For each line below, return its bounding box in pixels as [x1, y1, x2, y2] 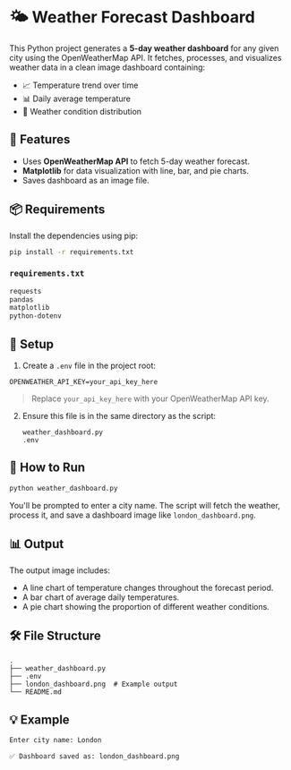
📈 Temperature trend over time [21, 80, 139, 90]
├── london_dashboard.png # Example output [9, 680, 178, 689]
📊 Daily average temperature [21, 93, 132, 104]
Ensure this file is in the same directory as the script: [21, 411, 217, 422]
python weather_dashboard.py [9, 483, 118, 492]
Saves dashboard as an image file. [21, 175, 150, 185]
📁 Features [9, 132, 71, 148]
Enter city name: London [9, 736, 102, 745]
